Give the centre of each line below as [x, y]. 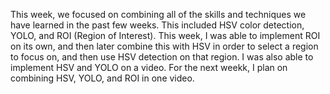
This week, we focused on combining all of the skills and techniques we [158, 14]
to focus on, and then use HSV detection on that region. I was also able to [162, 57]
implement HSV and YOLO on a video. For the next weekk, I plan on [149, 67]
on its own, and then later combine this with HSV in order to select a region [164, 46]
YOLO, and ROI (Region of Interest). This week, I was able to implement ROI [165, 35]
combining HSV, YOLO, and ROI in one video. [102, 78]
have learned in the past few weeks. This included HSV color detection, [157, 25]
